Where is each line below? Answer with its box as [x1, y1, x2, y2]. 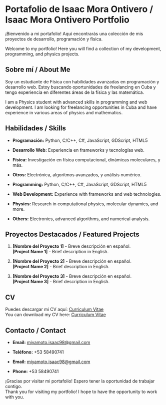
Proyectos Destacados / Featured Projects [5, 230, 140, 238]
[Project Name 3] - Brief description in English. [12, 279, 110, 285]
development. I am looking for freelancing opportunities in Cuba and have [5, 104, 157, 110]
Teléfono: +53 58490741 [12, 349, 64, 355]
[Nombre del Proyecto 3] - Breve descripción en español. [12, 273, 132, 279]
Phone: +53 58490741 [12, 369, 59, 374]
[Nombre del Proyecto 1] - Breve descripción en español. [12, 243, 131, 249]
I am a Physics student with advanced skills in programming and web [5, 99, 147, 105]
